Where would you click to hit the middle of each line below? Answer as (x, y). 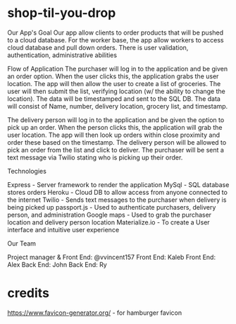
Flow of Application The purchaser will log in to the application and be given (117, 68)
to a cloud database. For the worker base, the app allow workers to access (116, 40)
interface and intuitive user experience (63, 229)
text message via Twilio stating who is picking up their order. (95, 157)
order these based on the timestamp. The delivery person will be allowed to (117, 142)
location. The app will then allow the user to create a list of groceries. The (114, 83)
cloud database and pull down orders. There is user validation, (98, 47)
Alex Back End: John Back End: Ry (57, 264)
